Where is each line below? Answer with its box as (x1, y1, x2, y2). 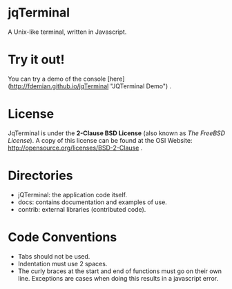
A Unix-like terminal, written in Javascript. (8, 28, 127, 36)
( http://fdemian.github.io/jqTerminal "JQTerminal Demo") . (8, 81, 172, 90)
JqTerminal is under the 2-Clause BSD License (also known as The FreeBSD (8, 129, 226, 137)
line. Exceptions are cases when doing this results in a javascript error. (17, 274, 219, 282)
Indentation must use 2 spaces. (17, 259, 108, 268)
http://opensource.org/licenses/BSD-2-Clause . (8, 143, 143, 152)
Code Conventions (8, 229, 117, 245)
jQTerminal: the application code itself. (17, 190, 127, 199)
